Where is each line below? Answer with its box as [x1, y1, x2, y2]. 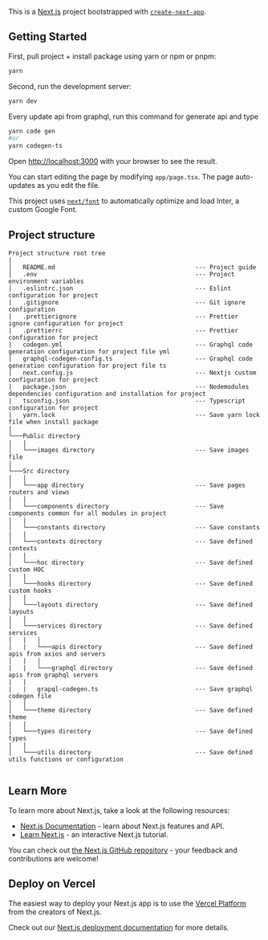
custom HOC [8, 566, 45, 574]
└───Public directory [8, 432, 81, 440]
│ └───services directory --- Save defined [8, 622, 253, 630]
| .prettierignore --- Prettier [8, 313, 239, 321]
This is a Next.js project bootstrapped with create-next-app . [8, 7, 207, 16]
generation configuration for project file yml [8, 348, 171, 356]
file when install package [8, 418, 99, 426]
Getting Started [8, 30, 87, 43]
